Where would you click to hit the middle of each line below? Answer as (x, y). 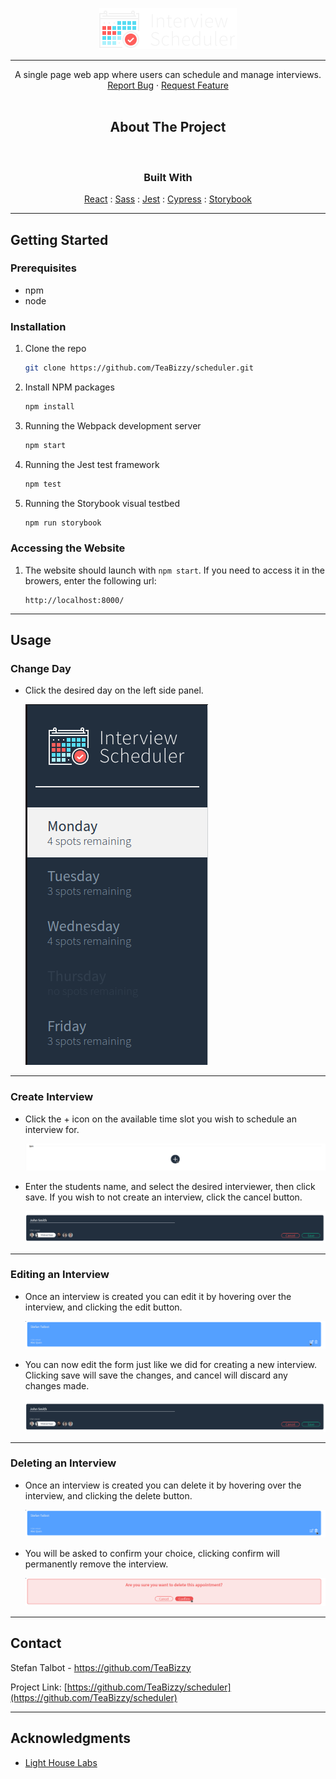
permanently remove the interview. (96, 1564)
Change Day (41, 669)
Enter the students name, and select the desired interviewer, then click (170, 1187)
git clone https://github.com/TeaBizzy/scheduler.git (139, 368)
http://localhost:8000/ (74, 600)
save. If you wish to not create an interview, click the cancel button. (163, 1197)
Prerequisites (43, 268)
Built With (168, 177)
